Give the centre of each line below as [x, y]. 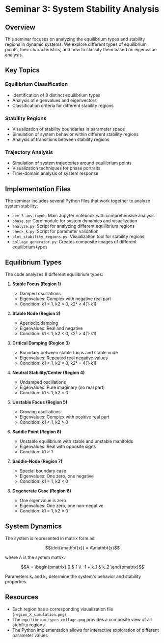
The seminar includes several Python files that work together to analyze [78, 201]
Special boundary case [43, 471]
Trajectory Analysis [29, 152]
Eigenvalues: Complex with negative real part [65, 299]
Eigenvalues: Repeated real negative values [64, 358]
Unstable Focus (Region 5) [40, 402]
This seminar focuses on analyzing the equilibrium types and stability [75, 39]
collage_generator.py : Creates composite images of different [74, 242]
